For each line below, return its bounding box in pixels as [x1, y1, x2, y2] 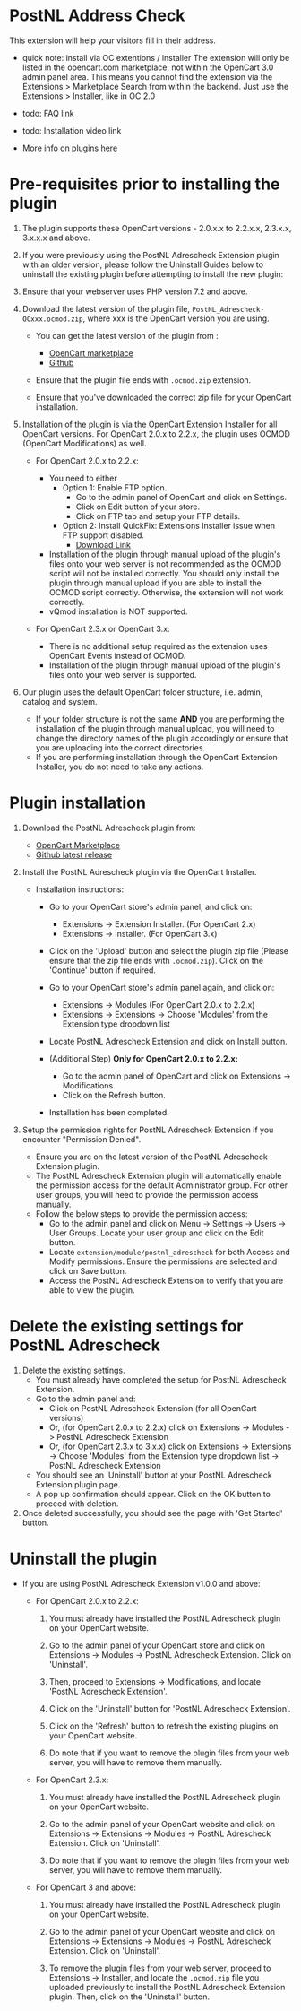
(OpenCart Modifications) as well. [21, 438, 147, 448]
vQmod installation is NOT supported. [48, 606, 188, 617]
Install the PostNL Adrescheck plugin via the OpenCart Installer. [21, 866, 257, 877]
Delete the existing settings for [9, 1316, 244, 1336]
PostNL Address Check [9, 5, 185, 26]
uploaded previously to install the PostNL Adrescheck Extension [48, 1981, 286, 1992]
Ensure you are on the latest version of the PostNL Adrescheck [35, 1151, 269, 1162]
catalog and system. [21, 696, 98, 706]
